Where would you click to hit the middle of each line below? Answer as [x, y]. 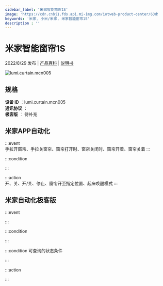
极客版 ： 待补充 [21, 114]
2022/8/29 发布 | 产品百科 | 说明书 [39, 63]
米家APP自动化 [27, 131]
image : [12, 14]
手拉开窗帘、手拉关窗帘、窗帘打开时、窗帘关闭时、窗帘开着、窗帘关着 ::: [78, 149]
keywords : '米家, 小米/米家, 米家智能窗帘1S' [47, 19]
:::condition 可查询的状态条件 [34, 250]
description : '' [23, 23]
